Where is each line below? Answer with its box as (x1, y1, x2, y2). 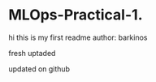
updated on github (8, 63, 71, 74)
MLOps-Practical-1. (8, 6, 143, 24)
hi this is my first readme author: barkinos (8, 32, 148, 42)
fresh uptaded (8, 48, 56, 58)
